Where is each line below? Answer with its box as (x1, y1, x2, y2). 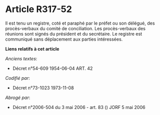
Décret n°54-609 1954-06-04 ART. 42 (12, 65, 93, 71)
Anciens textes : (5, 55, 38, 61)
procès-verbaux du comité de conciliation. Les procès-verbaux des (5, 25, 146, 31)
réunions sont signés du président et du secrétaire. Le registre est (5, 31, 142, 37)
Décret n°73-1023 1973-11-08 (12, 84, 74, 91)
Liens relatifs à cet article (5, 46, 60, 52)
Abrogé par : (5, 94, 30, 100)
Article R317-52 (5, 4, 72, 15)
